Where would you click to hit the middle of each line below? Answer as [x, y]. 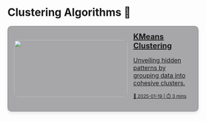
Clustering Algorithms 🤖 [69, 12]
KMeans [149, 36]
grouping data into [160, 75]
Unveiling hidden [158, 60]
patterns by [150, 67]
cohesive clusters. [159, 83]
